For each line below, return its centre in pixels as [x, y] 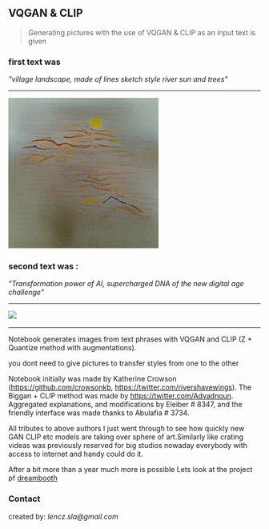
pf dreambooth [33, 478]
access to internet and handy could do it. [76, 454]
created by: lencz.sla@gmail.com [63, 516]
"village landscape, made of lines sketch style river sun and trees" [118, 79]
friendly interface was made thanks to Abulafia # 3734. [99, 413]
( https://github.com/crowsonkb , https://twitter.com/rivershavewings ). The [130, 387]
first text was [35, 62]
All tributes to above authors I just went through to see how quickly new [126, 429]
